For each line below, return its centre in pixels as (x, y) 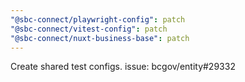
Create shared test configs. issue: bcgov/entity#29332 (123, 67)
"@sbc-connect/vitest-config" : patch (89, 29)
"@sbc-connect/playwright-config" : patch (98, 19)
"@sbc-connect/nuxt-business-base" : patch (100, 38)
